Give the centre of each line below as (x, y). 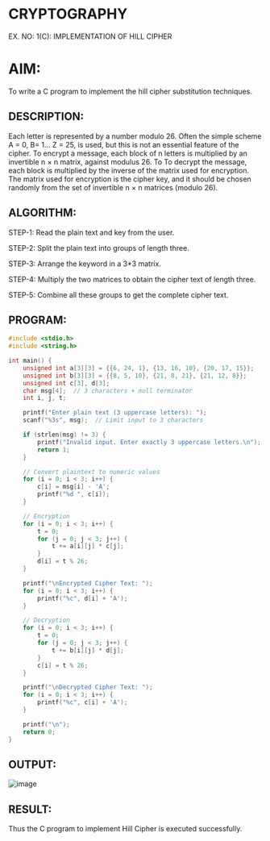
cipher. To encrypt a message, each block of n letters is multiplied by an (128, 153)
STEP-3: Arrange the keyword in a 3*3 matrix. (85, 264)
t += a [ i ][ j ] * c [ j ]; (88, 546)
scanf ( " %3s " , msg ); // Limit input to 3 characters (113, 420)
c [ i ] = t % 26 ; (63, 665)
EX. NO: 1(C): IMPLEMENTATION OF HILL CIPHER (90, 36)
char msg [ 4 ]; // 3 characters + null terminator (108, 391)
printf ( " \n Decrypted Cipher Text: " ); (88, 687)
